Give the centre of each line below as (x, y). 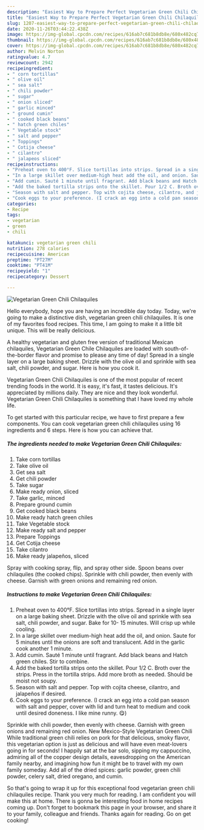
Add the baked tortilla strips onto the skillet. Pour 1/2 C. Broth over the (103, 667)
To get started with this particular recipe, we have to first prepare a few (96, 417)
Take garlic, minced (40, 498)
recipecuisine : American (38, 254)
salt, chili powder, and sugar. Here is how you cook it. (73, 368)
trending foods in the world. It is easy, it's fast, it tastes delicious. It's (92, 386)
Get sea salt (31, 472)
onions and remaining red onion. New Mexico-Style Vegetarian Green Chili (100, 731)
